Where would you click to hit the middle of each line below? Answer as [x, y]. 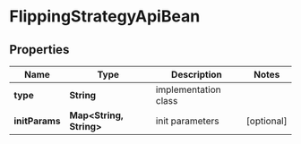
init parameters [187, 121]
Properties [39, 50]
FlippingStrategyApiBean [105, 17]
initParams [37, 121]
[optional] [267, 121]
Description [197, 75]
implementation [188, 89]
